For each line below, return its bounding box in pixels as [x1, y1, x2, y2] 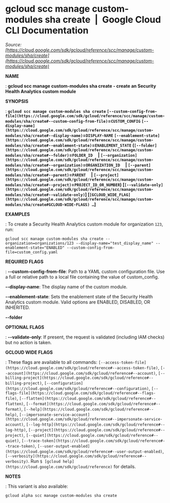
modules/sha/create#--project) [5, 182, 72, 187]
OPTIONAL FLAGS [5, 324, 44, 330]
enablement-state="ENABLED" [5, 245, 65, 250]
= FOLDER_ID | [69, 152, 100, 158]
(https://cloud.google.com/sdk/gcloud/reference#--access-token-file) [5, 365, 158, 371]
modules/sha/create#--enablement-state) [5, 143, 93, 148]
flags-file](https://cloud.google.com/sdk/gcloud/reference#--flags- [5, 390, 156, 396]
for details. [114, 463, 136, 469]
